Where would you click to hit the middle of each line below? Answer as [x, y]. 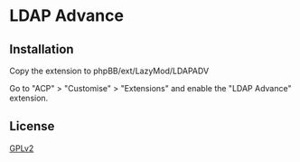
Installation [42, 49]
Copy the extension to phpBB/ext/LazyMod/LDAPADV [109, 71]
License [32, 126]
